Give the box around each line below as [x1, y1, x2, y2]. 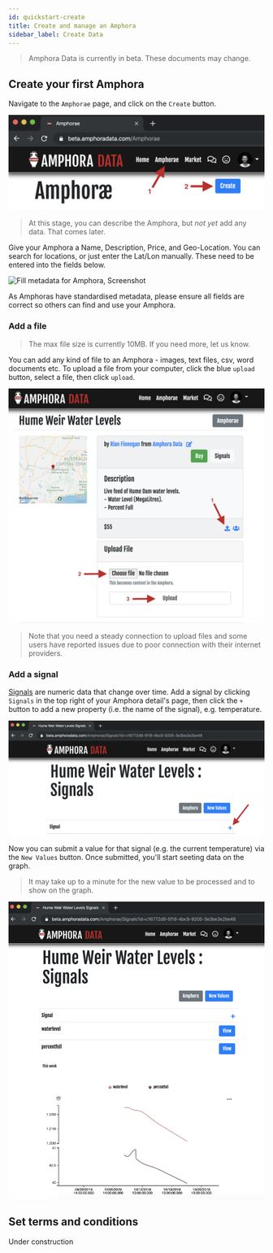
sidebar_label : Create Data [8, 30, 104, 38]
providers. [28, 648, 63, 658]
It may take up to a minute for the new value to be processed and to [28, 876, 255, 886]
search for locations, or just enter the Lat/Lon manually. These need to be [8, 251, 254, 261]
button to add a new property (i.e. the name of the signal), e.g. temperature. [8, 705, 262, 714]
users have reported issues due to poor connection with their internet [28, 640, 262, 650]
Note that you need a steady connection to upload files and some [28, 631, 248, 641]
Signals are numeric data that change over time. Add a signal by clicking [8, 688, 250, 697]
